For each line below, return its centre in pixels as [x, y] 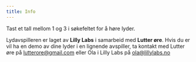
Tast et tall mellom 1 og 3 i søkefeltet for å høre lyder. [71, 28]
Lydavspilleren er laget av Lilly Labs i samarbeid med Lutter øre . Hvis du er [98, 40]
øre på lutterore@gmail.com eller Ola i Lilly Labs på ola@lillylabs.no [88, 52]
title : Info [21, 12]
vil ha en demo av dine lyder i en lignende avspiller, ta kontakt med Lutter [96, 46]
